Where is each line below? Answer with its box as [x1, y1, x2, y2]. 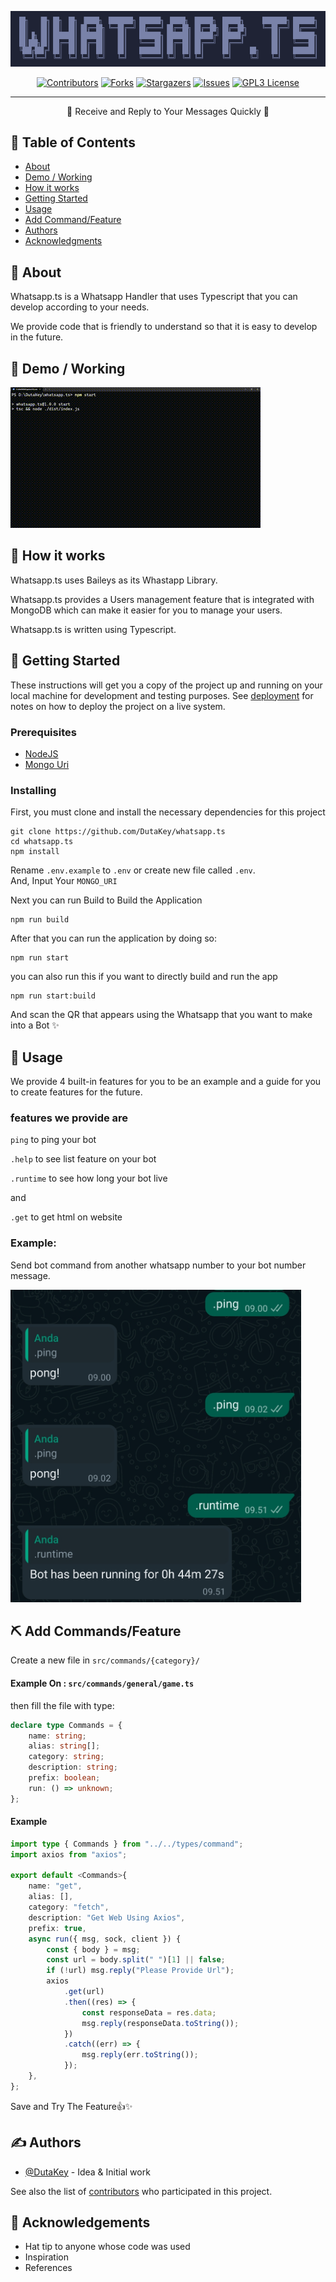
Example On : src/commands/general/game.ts [10, 1677, 195, 1690]
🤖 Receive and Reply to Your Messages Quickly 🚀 [66, 105, 270, 117]
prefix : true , [28, 1923, 87, 1933]
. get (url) [63, 1987, 105, 1997]
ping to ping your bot [10, 1134, 97, 1146]
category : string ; [28, 1752, 105, 1762]
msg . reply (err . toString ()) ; [81, 2050, 199, 2060]
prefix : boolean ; [28, 1773, 101, 1783]
